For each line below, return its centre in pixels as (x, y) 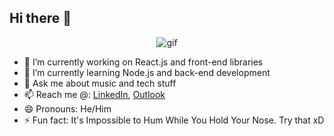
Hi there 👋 (40, 18)
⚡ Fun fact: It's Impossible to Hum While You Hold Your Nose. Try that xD (174, 120)
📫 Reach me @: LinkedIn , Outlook (94, 94)
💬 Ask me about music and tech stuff (100, 83)
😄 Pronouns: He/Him (67, 108)
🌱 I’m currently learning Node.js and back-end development (147, 72)
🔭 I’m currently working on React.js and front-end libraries (143, 62)
